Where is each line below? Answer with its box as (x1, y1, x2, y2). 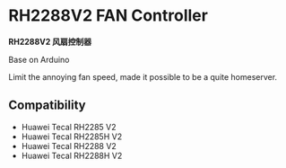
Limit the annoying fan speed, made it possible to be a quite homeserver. (8, 71, 278, 82)
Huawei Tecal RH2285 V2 (21, 121, 117, 132)
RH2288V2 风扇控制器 (8, 36, 92, 47)
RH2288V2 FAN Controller (8, 5, 208, 26)
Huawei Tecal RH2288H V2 (21, 150, 123, 161)
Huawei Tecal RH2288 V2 (21, 140, 117, 151)
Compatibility (8, 98, 86, 113)
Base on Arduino (8, 54, 70, 65)
